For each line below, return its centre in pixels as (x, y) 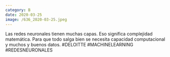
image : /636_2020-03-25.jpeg (36, 19)
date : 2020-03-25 (24, 15)
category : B (18, 10)
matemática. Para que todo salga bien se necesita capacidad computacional (85, 39)
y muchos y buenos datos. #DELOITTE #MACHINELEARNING (69, 45)
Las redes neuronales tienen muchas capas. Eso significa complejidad (79, 34)
